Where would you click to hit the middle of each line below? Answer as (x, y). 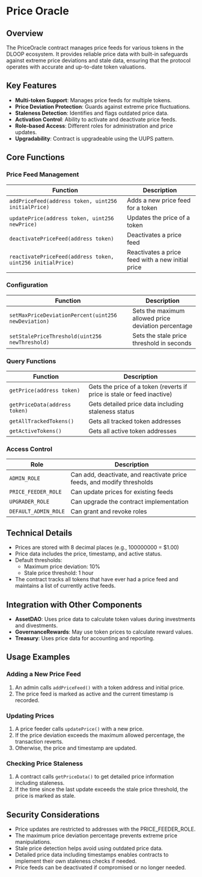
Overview (25, 33)
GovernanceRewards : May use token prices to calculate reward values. (104, 632)
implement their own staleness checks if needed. (76, 861)
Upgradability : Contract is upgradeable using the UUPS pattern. (94, 138)
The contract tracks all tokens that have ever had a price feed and (96, 579)
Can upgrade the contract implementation (130, 502)
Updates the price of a (159, 218)
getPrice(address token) (45, 391)
